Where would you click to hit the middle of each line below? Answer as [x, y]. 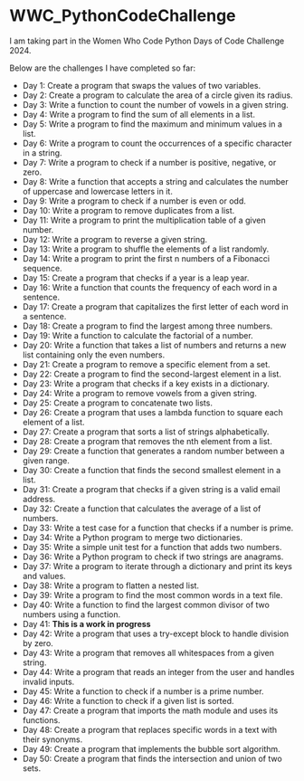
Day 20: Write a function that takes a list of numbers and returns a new [154, 345]
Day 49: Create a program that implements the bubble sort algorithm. [151, 748]
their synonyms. [52, 739]
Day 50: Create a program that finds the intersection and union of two [152, 758]
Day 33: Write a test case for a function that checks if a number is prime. [158, 528]
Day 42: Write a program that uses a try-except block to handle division [156, 633]
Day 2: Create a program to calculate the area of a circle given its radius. [157, 95]
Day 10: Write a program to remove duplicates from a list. [128, 210]
